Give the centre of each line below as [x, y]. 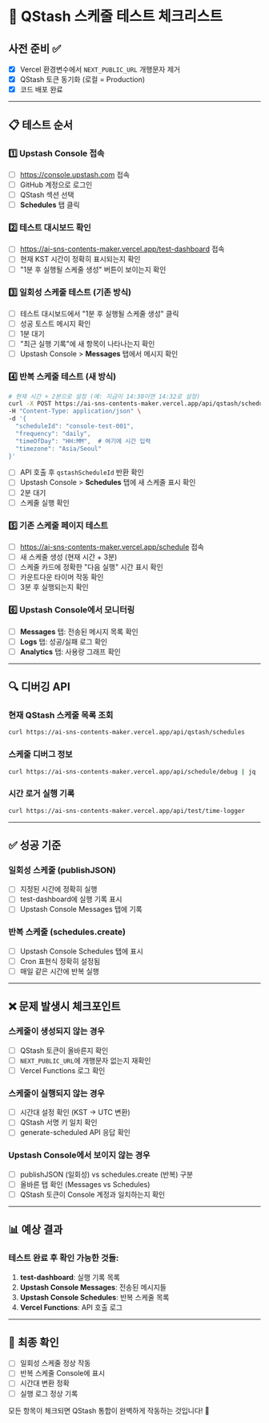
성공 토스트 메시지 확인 [55, 323]
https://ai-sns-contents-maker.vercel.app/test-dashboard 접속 [122, 249]
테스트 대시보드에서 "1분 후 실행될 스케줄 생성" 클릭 [99, 313]
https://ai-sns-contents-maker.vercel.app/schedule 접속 [112, 547]
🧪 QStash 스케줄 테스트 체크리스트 [116, 16]
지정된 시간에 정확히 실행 [58, 889]
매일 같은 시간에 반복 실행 [60, 971]
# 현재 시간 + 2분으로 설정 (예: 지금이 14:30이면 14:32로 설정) [104, 396]
